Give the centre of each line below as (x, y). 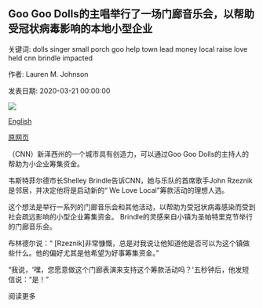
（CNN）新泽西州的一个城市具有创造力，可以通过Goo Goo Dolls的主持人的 (129, 154)
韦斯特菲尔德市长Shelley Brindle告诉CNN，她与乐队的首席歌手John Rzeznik (131, 180)
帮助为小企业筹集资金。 (46, 164)
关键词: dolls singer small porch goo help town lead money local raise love (128, 49)
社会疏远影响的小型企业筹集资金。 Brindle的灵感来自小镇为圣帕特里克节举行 (131, 216)
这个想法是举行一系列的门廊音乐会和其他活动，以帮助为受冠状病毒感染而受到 (132, 207)
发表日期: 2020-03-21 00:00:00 (59, 91)
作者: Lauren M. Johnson (48, 74)
